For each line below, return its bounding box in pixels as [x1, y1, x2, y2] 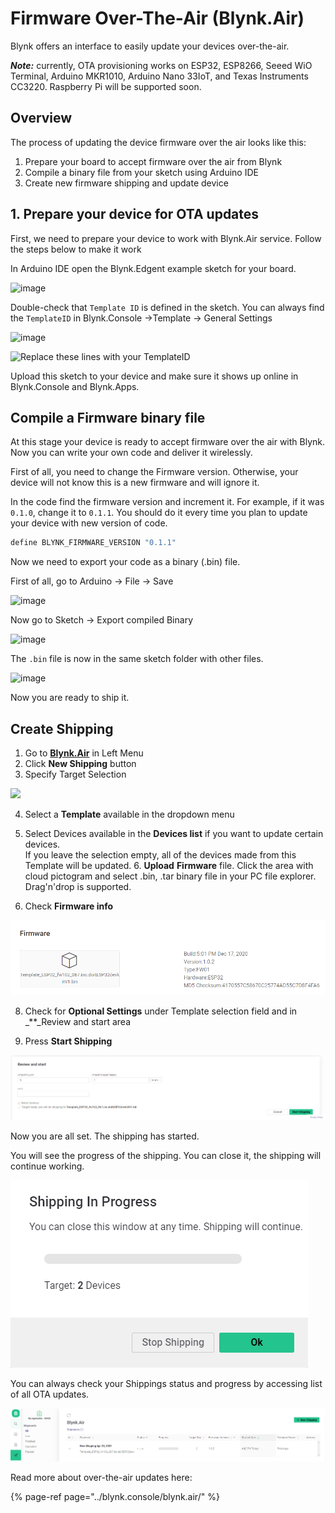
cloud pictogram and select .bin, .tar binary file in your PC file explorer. [24, 870, 317, 882]
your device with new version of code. [10, 517, 168, 529]
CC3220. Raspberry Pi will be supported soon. [10, 80, 202, 92]
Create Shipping [10, 720, 114, 737]
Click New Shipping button [24, 758, 137, 770]
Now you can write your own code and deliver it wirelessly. [10, 447, 253, 459]
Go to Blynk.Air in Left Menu [24, 747, 144, 759]
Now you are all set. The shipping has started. [10, 1130, 200, 1142]
